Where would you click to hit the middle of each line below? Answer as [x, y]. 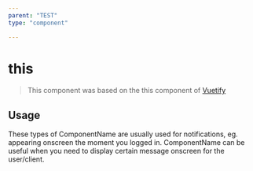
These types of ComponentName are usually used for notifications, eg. [123, 134]
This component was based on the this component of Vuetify [126, 91]
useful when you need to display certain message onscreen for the [117, 151]
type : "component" [38, 23]
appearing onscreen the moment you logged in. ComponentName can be [126, 143]
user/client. [26, 159]
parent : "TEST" [33, 15]
